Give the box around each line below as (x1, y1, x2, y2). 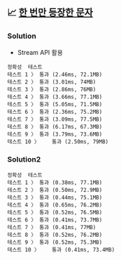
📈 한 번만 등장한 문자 (7, 6, 93, 19)
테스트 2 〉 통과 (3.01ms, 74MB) (7, 78, 97, 86)
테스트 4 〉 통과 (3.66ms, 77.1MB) (7, 93, 103, 100)
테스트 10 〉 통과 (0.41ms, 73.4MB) (7, 246, 115, 253)
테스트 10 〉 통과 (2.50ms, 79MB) (7, 138, 109, 145)
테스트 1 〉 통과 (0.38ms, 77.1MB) (7, 178, 103, 186)
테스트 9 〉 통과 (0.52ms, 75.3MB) (7, 238, 103, 246)
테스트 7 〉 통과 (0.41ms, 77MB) (7, 223, 97, 230)
